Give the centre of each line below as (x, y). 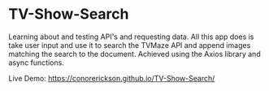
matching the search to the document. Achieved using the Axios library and (135, 54)
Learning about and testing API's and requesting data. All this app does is (131, 37)
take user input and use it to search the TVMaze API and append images (130, 45)
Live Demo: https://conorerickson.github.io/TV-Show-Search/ (112, 78)
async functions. (37, 63)
